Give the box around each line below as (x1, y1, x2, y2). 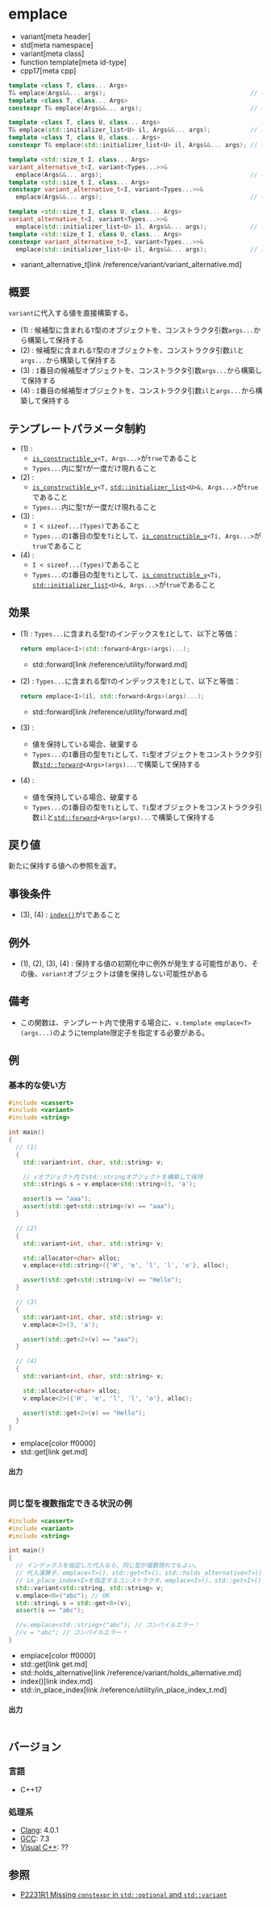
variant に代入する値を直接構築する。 (8, 308, 133, 318)
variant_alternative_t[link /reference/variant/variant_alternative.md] (19, 260, 242, 270)
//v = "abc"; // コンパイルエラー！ (15, 1629, 127, 1637)
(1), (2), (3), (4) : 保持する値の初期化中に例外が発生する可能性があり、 (19, 959, 252, 968)
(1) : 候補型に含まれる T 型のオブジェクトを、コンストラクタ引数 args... (19, 325, 254, 335)
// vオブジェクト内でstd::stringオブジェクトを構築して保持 (23, 1173, 203, 1181)
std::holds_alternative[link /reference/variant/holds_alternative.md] (19, 1667, 242, 1677)
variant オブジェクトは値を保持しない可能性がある (41, 969, 208, 979)
